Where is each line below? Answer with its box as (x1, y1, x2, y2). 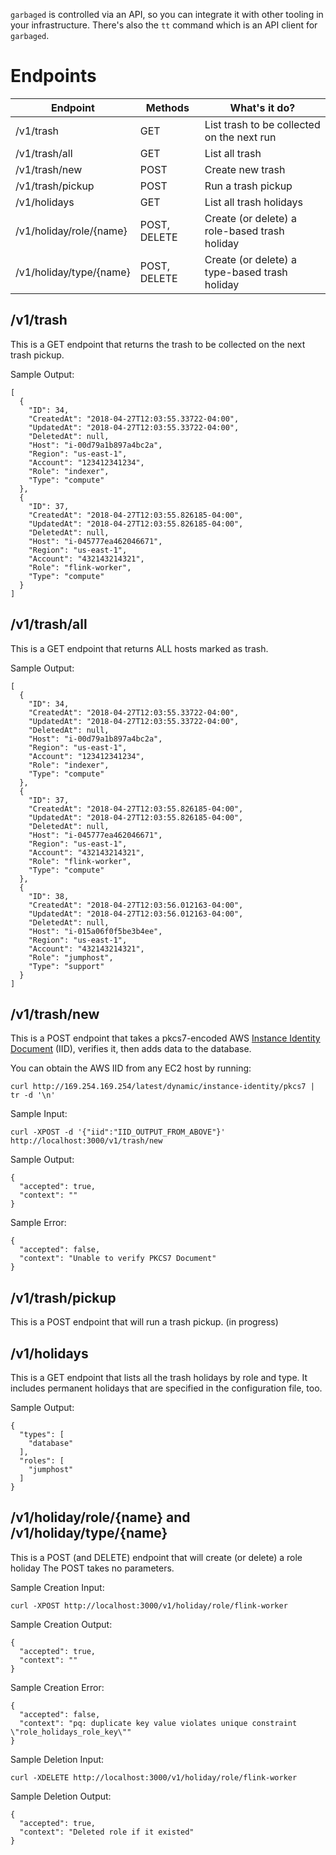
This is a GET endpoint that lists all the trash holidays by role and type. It (10, 1372, 308, 1383)
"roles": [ (19, 1456, 65, 1466)
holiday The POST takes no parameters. (10, 1562, 175, 1574)
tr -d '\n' (10, 1090, 56, 1101)
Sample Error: (10, 1217, 67, 1229)
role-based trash (204, 224, 285, 238)
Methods (145, 100, 190, 114)
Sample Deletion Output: (10, 1790, 112, 1802)
